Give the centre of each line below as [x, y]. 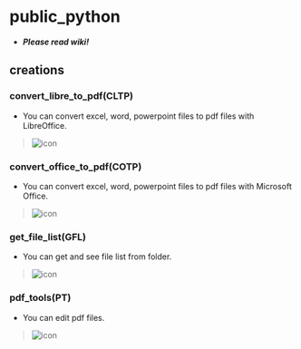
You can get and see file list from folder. [97, 257]
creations [37, 70]
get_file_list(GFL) [48, 237]
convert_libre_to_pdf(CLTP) [72, 96]
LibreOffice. [44, 125]
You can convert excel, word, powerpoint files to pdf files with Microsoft [157, 186]
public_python [65, 17]
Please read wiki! [56, 42]
